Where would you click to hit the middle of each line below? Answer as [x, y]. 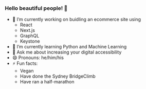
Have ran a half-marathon [47, 82]
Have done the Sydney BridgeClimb [58, 76]
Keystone [30, 41]
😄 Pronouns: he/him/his [38, 58]
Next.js [28, 30]
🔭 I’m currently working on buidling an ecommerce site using [76, 20]
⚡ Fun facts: [25, 63]
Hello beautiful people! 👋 [36, 8]
